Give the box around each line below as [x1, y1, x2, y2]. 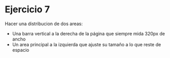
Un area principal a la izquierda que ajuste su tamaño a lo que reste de [12, 41, 161, 47]
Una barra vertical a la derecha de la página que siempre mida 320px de [12, 30, 165, 36]
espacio [12, 47, 29, 53]
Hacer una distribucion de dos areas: [5, 21, 83, 27]
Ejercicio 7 [5, 4, 50, 15]
